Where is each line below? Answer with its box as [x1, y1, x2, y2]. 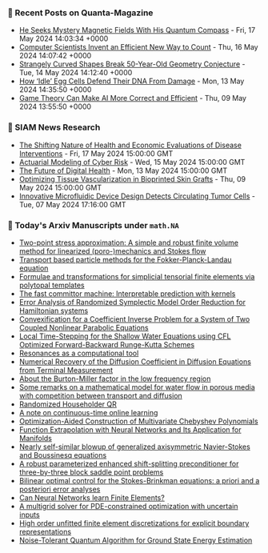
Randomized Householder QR [18, 399, 118, 409]
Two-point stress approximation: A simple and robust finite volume [18, 238, 239, 247]
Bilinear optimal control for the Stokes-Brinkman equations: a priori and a [18, 475, 260, 485]
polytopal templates [18, 280, 85, 290]
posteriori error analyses [18, 484, 101, 494]
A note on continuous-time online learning [18, 407, 158, 417]
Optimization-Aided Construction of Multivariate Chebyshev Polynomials [18, 416, 258, 426]
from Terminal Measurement [18, 365, 114, 375]
